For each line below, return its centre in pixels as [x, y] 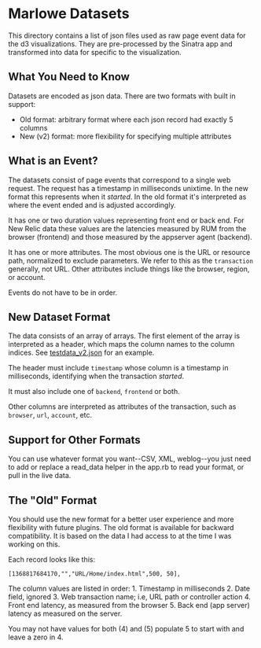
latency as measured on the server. [65, 613]
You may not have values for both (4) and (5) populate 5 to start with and [126, 629]
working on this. [34, 544]
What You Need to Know [69, 77]
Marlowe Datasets [69, 14]
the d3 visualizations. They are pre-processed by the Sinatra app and [120, 43]
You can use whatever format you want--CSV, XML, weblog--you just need [130, 459]
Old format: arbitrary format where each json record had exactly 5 [126, 120]
